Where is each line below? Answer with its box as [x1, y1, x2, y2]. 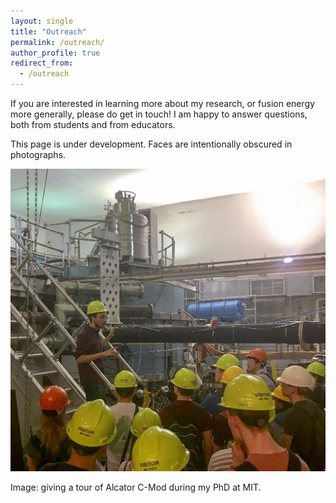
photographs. [10, 149, 67, 160]
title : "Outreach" [10, 26, 87, 37]
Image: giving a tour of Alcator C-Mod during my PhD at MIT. [10, 481, 262, 493]
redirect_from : [10, 58, 74, 69]
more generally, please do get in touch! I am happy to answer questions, [10, 108, 308, 120]
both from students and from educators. [10, 119, 176, 130]
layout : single [10, 16, 74, 26]
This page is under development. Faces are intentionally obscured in [10, 138, 293, 150]
